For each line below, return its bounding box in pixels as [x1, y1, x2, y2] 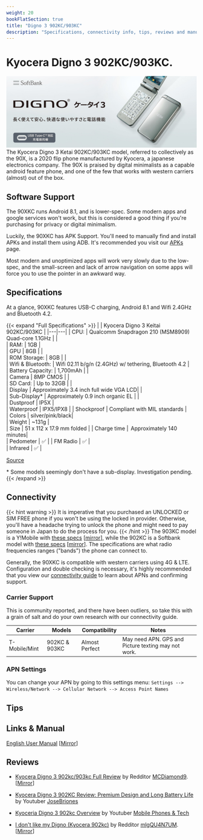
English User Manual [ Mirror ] [6, 739, 79, 747]
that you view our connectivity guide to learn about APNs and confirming [6, 571, 188, 578]
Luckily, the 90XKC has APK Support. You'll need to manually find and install [6, 233, 196, 239]
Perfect [81, 645, 100, 652]
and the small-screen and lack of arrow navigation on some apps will [21, 263, 193, 271]
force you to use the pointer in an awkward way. [6, 270, 126, 277]
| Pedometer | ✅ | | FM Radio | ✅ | [6, 437, 91, 445]
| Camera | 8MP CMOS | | [6, 373, 69, 380]
